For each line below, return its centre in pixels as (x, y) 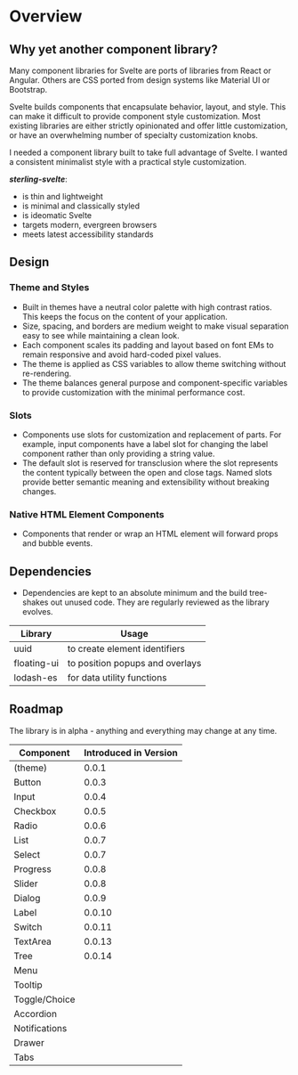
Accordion (36, 1014)
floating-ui (36, 664)
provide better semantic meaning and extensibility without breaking (145, 482)
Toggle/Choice (44, 999)
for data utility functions (117, 678)
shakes (35, 602)
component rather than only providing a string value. (118, 453)
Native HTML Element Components (87, 514)
